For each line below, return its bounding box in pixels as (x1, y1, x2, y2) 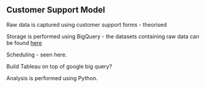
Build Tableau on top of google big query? (6, 63, 112, 70)
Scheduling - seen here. (6, 51, 67, 58)
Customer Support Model (6, 5, 105, 15)
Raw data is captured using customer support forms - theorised (6, 21, 167, 28)
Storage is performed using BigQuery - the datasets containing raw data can (6, 33, 199, 40)
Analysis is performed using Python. (6, 74, 98, 81)
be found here (6, 39, 42, 46)
